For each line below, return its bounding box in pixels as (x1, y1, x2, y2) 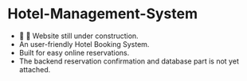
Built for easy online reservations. (18, 48, 130, 57)
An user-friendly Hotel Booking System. (18, 39, 150, 48)
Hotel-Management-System (7, 5, 198, 23)
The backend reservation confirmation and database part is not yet (18, 56, 240, 66)
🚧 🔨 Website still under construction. (18, 31, 139, 40)
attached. (18, 64, 51, 74)
